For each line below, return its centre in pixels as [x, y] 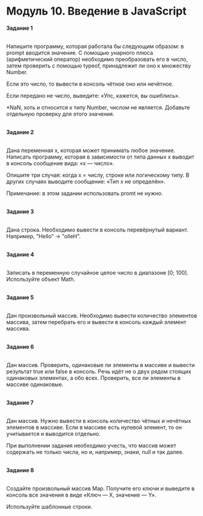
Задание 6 [20, 346]
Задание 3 [20, 212]
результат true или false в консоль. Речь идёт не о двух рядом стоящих [99, 371]
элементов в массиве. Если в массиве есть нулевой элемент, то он [94, 427]
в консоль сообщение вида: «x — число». [60, 163]
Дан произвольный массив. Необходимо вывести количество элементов [102, 315]
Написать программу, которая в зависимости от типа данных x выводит [100, 157]
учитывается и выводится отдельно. [54, 433]
